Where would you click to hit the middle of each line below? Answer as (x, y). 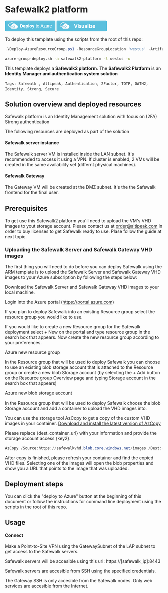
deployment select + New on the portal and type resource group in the (78, 332)
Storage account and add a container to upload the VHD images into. (76, 408)
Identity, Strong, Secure (32, 89)
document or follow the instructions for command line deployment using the (83, 501)
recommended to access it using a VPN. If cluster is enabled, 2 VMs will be (82, 159)
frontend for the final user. (32, 192)
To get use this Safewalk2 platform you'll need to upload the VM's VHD (78, 220)
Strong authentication (27, 122)
